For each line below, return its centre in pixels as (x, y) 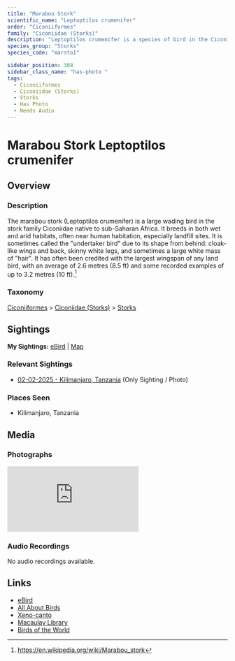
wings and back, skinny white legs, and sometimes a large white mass (120, 250)
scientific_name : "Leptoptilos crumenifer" (72, 20)
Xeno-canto (35, 615)
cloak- (218, 243)
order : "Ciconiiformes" (42, 27)
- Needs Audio (34, 111)
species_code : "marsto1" (43, 53)
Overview (29, 186)
